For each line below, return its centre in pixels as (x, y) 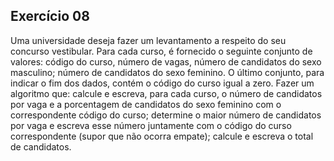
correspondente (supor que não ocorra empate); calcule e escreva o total (162, 136)
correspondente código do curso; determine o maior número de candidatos (166, 115)
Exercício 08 (50, 16)
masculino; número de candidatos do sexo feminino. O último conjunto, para (167, 72)
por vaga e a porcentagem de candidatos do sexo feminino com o (146, 104)
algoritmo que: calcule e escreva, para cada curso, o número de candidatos (166, 93)
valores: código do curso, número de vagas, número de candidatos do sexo (166, 61)
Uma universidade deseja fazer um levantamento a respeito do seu (148, 40)
